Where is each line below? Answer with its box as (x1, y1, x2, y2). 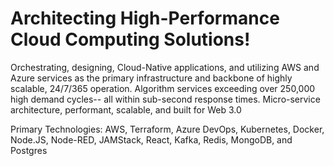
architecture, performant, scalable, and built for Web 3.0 (10, 103, 242, 116)
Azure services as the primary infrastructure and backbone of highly (10, 72, 293, 84)
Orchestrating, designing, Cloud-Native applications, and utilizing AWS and (10, 61, 320, 73)
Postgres (10, 144, 48, 156)
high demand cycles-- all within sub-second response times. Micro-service (10, 93, 321, 105)
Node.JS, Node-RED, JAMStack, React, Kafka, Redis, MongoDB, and (10, 133, 293, 146)
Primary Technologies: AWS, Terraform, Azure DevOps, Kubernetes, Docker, (10, 123, 325, 135)
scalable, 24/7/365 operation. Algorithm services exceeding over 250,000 (10, 82, 316, 94)
